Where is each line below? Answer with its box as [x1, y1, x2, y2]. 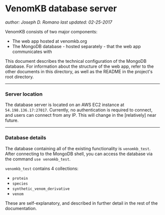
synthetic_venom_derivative [12, 186, 70, 191]
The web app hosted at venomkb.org [12, 38, 87, 44]
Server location [5, 90, 43, 97]
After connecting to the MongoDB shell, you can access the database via [5, 151, 153, 157]
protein [12, 176, 28, 181]
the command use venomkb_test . [5, 156, 71, 162]
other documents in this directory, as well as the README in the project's [5, 68, 153, 74]
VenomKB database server [5, 3, 117, 14]
